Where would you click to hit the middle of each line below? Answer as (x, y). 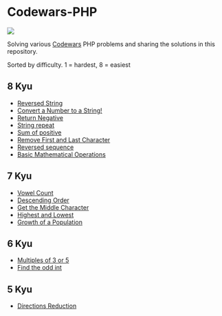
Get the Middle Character (53, 207)
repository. (22, 51)
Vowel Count (35, 192)
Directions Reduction (47, 306)
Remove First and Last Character (64, 139)
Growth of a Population (49, 222)
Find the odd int (39, 268)
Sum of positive (39, 132)
